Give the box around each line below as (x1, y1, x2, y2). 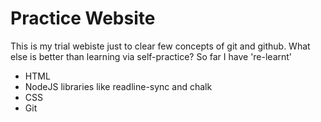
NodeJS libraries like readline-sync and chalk (24, 80, 213, 92)
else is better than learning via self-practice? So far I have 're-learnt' (10, 50, 293, 62)
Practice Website (10, 7, 156, 30)
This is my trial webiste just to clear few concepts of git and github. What (10, 40, 311, 52)
